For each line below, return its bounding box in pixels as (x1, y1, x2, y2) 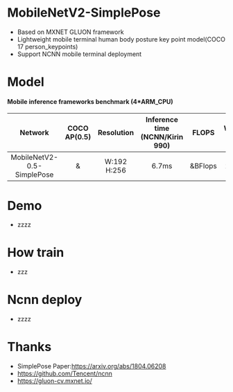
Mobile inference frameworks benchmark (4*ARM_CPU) (7, 97, 173, 105)
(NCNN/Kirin (140, 132, 184, 142)
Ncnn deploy (7, 292, 83, 308)
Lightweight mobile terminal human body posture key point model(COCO (17, 35, 225, 43)
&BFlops (189, 161, 217, 171)
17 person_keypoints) (17, 42, 78, 51)
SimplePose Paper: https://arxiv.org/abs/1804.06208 (17, 362, 166, 371)
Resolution (97, 128, 134, 138)
